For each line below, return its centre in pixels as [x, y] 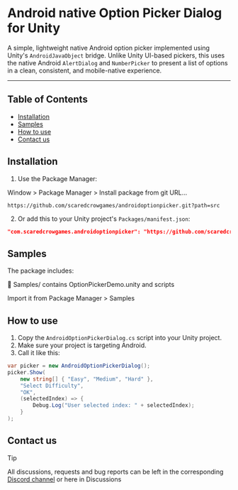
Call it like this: [39, 353]
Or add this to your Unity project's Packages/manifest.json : [104, 219]
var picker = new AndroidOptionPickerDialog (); [79, 366]
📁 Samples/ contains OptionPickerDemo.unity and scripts [91, 285]
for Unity [34, 28]
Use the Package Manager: [57, 178]
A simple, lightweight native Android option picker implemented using [109, 48]
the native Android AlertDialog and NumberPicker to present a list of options [118, 62]
